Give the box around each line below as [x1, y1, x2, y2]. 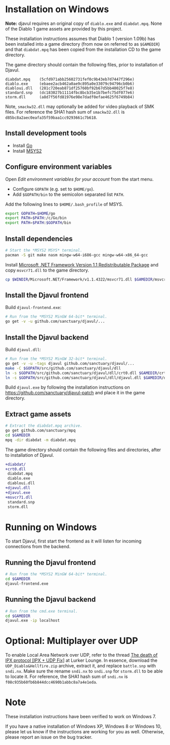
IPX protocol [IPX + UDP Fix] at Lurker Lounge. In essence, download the [5, 657, 158, 663]
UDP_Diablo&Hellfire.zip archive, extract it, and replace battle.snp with [5, 663, 156, 669]
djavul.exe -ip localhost [5, 618, 60, 623]
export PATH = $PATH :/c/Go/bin [5, 216, 67, 221]
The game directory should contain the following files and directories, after [5, 447, 161, 453]
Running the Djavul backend [5, 595, 96, 604]
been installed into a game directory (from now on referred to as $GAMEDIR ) [5, 41, 160, 47]
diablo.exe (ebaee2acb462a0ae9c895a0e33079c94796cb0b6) [5, 81, 135, 86]
